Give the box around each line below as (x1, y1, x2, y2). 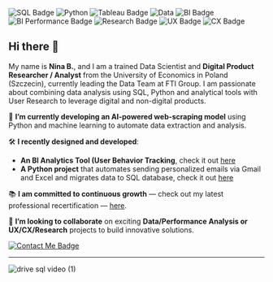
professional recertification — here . (8, 200, 128, 210)
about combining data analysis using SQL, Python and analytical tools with (8, 87, 258, 97)
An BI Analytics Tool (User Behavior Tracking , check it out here (19, 155, 236, 165)
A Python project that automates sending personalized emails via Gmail (19, 163, 262, 174)
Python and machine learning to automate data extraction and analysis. (8, 120, 247, 130)
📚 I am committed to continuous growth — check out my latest (8, 189, 224, 198)
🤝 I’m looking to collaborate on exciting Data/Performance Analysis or (8, 216, 248, 226)
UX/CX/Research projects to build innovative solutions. (8, 224, 195, 235)
